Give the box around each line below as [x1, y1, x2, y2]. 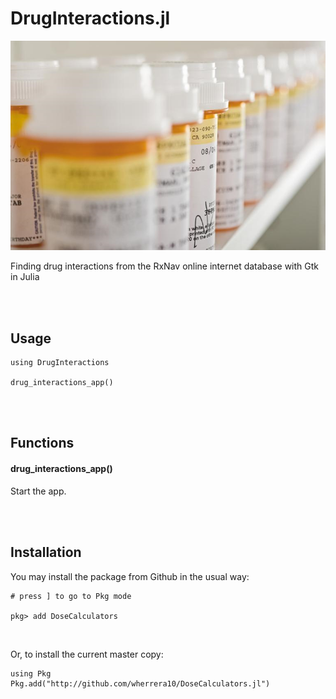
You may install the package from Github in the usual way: [10, 570, 250, 582]
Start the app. [10, 485, 67, 497]
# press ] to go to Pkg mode [10, 591, 132, 601]
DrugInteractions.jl [10, 7, 171, 30]
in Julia [10, 271, 40, 283]
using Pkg [10, 668, 52, 679]
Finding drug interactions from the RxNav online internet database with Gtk [10, 260, 320, 272]
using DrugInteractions [10, 358, 110, 368]
